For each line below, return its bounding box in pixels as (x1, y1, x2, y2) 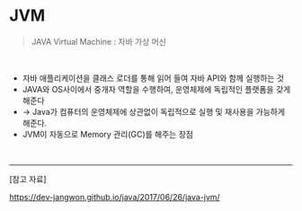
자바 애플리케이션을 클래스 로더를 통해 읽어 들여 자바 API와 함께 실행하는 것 (22, 73, 285, 84)
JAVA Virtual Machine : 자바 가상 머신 (31, 36, 166, 47)
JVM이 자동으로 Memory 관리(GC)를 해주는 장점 (22, 128, 193, 139)
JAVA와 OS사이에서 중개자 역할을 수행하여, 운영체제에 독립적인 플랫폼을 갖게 (22, 84, 291, 94)
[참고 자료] (9, 173, 47, 184)
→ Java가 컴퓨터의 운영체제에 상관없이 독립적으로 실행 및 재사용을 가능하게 (22, 106, 286, 117)
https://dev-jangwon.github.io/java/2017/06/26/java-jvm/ (9, 191, 220, 202)
